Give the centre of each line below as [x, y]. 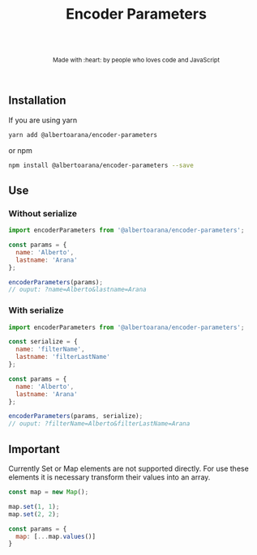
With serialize [36, 310]
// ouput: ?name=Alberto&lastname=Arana [78, 290]
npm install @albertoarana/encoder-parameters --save [101, 165]
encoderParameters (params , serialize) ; [76, 416]
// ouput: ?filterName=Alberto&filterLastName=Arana [99, 424]
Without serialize [43, 213]
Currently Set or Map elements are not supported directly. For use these [128, 469]
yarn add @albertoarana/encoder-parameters [83, 134]
